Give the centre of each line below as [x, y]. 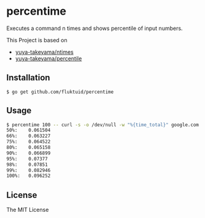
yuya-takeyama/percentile [48, 58]
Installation [28, 78]
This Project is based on [37, 40]
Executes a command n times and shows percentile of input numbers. [95, 28]
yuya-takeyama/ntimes [44, 52]
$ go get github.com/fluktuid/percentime [60, 92]
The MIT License [28, 210]
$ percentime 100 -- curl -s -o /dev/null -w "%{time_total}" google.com [103, 125]
